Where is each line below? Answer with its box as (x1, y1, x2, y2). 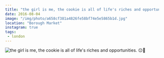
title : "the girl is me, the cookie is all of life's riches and (5, 7, 141, 12)
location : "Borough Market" (5, 20, 62, 26)
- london (7, 34, 25, 39)
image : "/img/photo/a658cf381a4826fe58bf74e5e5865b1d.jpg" (5, 16, 128, 21)
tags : (5, 29, 16, 34)
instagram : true (5, 25, 38, 30)
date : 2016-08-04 (5, 12, 41, 16)
